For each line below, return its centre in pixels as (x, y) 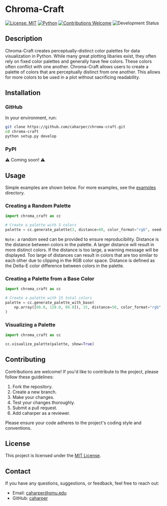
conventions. (18, 428)
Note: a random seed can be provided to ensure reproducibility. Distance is (82, 239)
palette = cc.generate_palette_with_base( (50, 303)
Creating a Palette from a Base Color (50, 279)
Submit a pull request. (35, 408)
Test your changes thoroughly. (44, 402)
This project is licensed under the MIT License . (53, 456)
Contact (18, 471)
